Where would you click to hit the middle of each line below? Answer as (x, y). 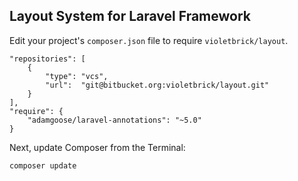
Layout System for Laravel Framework (130, 16)
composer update (43, 165)
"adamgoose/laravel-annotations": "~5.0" (114, 120)
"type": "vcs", (77, 76)
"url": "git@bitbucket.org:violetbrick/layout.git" (157, 85)
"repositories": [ (47, 59)
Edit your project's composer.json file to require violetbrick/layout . (149, 40)
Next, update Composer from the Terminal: (97, 147)
